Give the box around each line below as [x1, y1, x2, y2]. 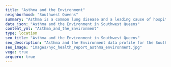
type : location [5, 31, 38, 36]
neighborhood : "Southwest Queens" [5, 12, 79, 17]
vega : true [5, 49, 28, 54]
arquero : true [5, 54, 36, 59]
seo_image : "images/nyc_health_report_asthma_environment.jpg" [5, 45, 142, 50]
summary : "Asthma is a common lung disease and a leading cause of [5, 17, 152, 22]
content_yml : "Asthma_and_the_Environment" [5, 26, 99, 31]
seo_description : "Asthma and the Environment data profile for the [5, 40, 154, 45]
